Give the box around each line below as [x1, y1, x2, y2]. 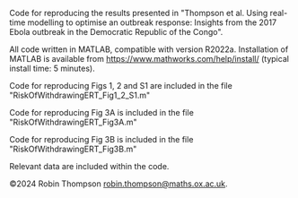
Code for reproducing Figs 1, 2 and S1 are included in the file [9, 81, 233, 90]
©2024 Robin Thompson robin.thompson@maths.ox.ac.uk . [9, 178, 228, 189]
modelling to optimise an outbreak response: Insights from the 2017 [27, 17, 276, 28]
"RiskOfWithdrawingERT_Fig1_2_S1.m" [9, 90, 151, 100]
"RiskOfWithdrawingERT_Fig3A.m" [9, 116, 137, 127]
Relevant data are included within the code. [9, 161, 170, 171]
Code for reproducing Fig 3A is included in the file [9, 108, 195, 117]
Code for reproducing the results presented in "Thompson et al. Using [9, 8, 268, 18]
